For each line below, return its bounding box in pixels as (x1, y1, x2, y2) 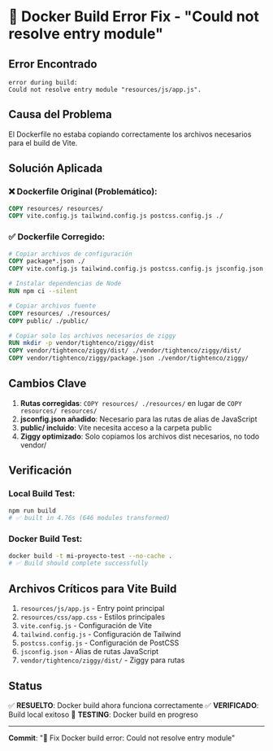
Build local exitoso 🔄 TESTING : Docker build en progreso (8, 710, 199, 719)
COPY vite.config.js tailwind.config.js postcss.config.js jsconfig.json (8, 264, 264, 273)
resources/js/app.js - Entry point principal (19, 604, 165, 613)
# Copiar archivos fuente (8, 301, 96, 310)
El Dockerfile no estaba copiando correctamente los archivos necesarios (8, 129, 252, 139)
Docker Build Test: (8, 533, 83, 544)
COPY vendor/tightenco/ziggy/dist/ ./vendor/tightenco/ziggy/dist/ (8, 347, 242, 355)
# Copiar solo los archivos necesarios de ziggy (8, 331, 176, 340)
